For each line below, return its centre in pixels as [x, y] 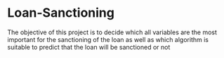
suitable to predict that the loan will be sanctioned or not [89, 47]
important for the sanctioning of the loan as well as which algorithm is [108, 39]
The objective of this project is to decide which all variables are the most [112, 32]
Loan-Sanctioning [61, 13]
